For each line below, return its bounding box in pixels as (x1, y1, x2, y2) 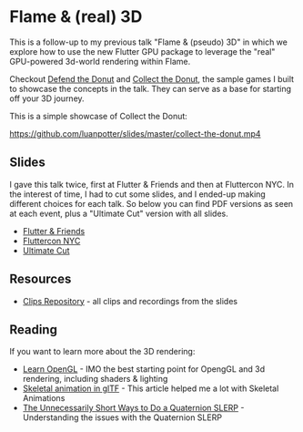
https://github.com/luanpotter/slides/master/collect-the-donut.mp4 (9, 128, 261, 139)
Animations (22, 393, 66, 404)
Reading (9, 322, 57, 337)
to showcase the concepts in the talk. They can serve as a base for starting (9, 83, 292, 94)
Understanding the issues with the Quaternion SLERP (22, 412, 223, 423)
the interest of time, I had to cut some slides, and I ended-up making (9, 189, 266, 200)
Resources (9, 272, 72, 287)
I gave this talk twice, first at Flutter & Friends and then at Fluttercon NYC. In (9, 179, 294, 190)
